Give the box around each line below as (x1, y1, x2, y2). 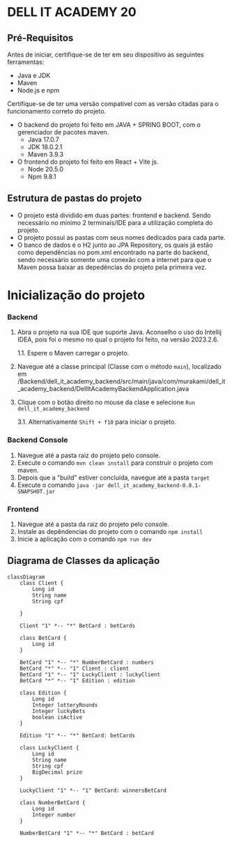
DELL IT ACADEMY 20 (7, 4, 137, 20)
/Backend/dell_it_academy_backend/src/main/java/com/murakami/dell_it (17, 377, 226, 385)
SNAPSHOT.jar (17, 488, 56, 495)
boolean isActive (32, 714, 82, 721)
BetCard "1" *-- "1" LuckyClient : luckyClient (20, 671, 160, 678)
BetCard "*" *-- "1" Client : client (20, 665, 130, 672)
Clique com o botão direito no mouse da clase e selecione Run (17, 398, 195, 406)
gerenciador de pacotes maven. (17, 128, 109, 136)
